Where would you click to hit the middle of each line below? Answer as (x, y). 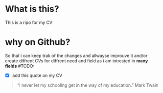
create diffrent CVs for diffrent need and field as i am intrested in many (77, 61)
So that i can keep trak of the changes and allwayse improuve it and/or (76, 56)
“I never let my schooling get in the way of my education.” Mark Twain (88, 85)
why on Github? (38, 42)
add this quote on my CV (37, 75)
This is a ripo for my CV (29, 22)
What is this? (32, 9)
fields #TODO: (20, 66)
